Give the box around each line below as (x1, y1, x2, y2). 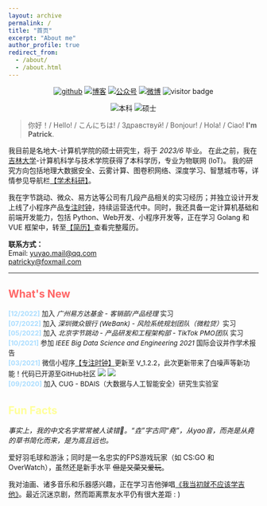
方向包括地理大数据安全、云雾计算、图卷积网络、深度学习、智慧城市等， (14, 165, 252, 175)
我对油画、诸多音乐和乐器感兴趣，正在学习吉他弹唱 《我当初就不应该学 (8, 480, 238, 488)
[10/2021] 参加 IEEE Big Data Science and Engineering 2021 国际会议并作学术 (8, 339, 250, 347)
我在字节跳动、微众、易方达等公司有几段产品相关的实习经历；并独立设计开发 (8, 192, 259, 202)
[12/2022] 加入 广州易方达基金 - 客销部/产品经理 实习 (8, 308, 174, 318)
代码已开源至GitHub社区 (21, 370, 97, 379)
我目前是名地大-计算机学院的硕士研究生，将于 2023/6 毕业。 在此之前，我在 (8, 145, 257, 155)
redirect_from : (8, 49, 59, 57)
